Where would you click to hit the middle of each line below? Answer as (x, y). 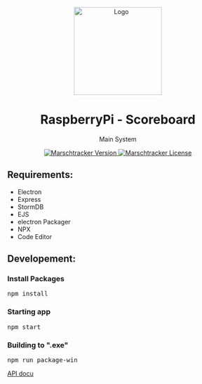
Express (29, 199)
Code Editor (35, 236)
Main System (118, 139)
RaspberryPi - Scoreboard (118, 120)
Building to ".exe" (38, 345)
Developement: (41, 259)
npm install (28, 294)
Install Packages (36, 279)
